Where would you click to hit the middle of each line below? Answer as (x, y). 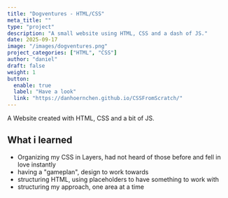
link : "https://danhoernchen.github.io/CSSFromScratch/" (98, 99)
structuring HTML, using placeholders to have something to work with (118, 179)
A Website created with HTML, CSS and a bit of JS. (81, 118)
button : (19, 79)
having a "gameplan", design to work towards (83, 171)
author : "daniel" (33, 59)
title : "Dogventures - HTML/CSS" (56, 14)
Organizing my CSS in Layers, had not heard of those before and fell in (119, 157)
